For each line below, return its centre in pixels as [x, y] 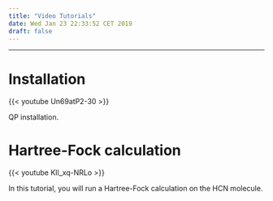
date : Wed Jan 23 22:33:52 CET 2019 [70, 24]
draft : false [30, 31]
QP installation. [34, 117]
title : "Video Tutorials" [52, 16]
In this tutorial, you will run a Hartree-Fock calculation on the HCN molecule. [136, 189]
